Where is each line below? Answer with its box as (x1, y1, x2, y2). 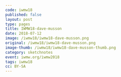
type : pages (5, 21, 30, 27)
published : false (5, 12, 42, 17)
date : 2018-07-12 (5, 31, 42, 36)
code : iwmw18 (5, 7, 33, 13)
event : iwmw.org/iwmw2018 (5, 54, 59, 60)
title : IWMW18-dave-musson (5, 26, 62, 31)
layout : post (5, 17, 33, 22)
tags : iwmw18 (5, 59, 33, 64)
